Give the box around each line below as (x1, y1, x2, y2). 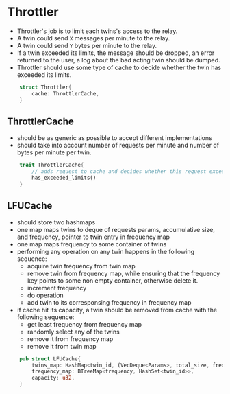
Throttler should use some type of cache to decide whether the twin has (16, 63, 221, 71)
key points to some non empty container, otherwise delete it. (27, 276, 199, 285)
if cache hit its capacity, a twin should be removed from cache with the (16, 305, 218, 314)
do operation (27, 291, 64, 299)
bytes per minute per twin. (16, 148, 92, 157)
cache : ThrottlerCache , (31, 90, 99, 97)
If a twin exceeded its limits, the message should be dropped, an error (16, 49, 215, 57)
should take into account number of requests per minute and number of (16, 141, 220, 150)
